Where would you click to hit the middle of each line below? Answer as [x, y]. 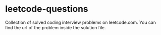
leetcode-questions [47, 9]
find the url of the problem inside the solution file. [55, 27]
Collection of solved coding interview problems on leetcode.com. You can [80, 22]
